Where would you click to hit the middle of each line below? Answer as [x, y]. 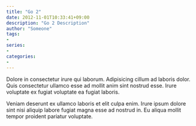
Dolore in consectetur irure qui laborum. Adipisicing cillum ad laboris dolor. [98, 79]
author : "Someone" [29, 28]
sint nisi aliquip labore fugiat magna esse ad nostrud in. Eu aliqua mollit [94, 110]
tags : [13, 34]
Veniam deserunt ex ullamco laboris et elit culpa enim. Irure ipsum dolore [96, 103]
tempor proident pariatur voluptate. [49, 116]
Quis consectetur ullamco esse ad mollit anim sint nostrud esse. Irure [91, 85]
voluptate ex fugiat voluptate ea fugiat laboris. [63, 92]
